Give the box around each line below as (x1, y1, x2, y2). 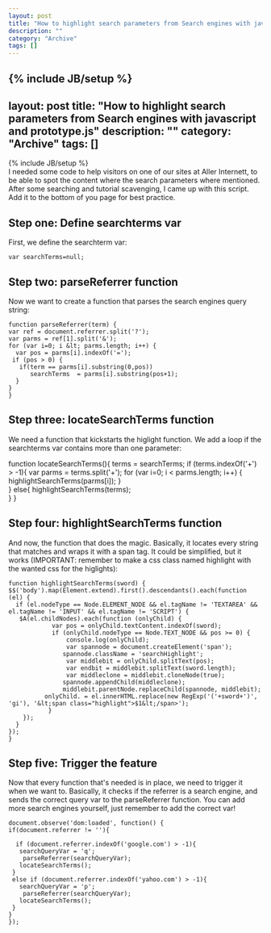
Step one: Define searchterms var (8, 215, 181, 230)
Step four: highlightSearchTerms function (8, 517, 223, 530)
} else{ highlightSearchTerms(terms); (8, 484, 131, 494)
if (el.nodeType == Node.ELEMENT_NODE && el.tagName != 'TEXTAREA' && (15, 600, 258, 609)
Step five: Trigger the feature (8, 756, 158, 770)
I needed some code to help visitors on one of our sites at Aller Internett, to (8, 167, 258, 177)
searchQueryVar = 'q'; (19, 847, 95, 856)
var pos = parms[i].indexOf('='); (15, 349, 131, 357)
